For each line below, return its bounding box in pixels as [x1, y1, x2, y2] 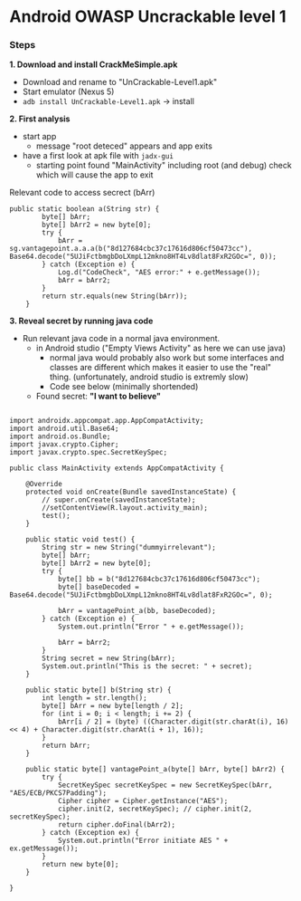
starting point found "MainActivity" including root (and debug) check [35, 160, 292, 171]
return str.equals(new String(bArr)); [42, 292, 188, 301]
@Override [25, 480, 63, 489]
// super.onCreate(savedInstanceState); [42, 495, 196, 504]
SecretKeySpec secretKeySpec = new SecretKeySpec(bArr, [57, 781, 273, 790]
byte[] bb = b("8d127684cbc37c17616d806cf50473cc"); [57, 575, 260, 584]
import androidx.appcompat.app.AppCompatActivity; [9, 417, 204, 426]
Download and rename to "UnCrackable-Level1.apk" [22, 77, 218, 88]
